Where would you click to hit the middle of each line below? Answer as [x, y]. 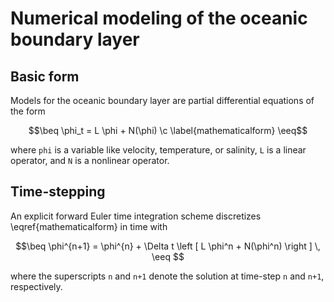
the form [28, 111]
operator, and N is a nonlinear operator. [90, 160]
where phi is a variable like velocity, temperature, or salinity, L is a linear [158, 150]
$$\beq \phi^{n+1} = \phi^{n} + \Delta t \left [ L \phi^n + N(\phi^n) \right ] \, [168, 246]
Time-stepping [58, 192]
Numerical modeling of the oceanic [159, 18]
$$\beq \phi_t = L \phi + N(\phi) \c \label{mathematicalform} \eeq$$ [168, 130]
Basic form [45, 76]
